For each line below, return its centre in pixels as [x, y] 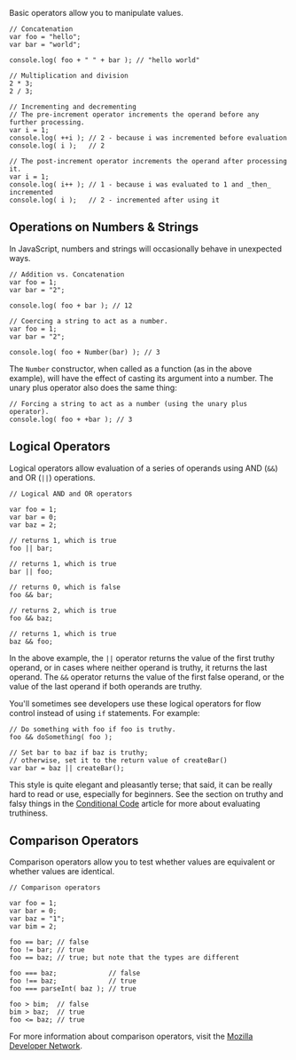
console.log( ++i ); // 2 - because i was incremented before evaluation [148, 138]
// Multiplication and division [69, 76]
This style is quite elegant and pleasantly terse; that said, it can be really [141, 785]
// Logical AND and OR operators [71, 494]
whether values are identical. [62, 872]
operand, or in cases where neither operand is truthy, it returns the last [138, 667]
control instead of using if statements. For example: [105, 713]
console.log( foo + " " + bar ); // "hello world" [105, 60]
